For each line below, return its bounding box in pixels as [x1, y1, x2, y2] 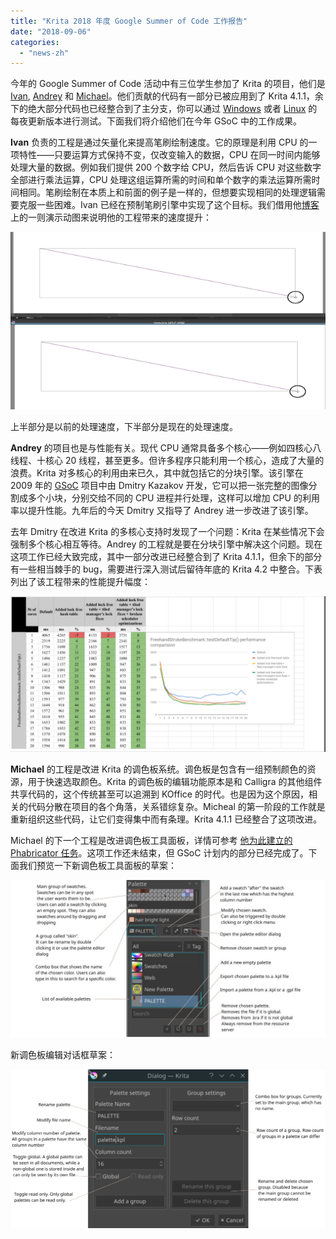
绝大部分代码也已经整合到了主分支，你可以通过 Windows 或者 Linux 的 [27, 103, 318, 115]
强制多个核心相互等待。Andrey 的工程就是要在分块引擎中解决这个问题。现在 [10, 538, 323, 550]
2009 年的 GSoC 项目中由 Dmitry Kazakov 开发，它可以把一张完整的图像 [10, 479, 309, 491]
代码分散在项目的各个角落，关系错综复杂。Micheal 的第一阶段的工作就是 [27, 800, 326, 812]
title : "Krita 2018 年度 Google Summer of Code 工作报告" [10, 16, 248, 26]
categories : [10, 37, 60, 47]
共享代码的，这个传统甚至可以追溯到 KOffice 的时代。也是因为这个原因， [10, 788, 309, 800]
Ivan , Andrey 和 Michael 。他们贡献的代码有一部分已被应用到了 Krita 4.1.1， [10, 90, 315, 102]
